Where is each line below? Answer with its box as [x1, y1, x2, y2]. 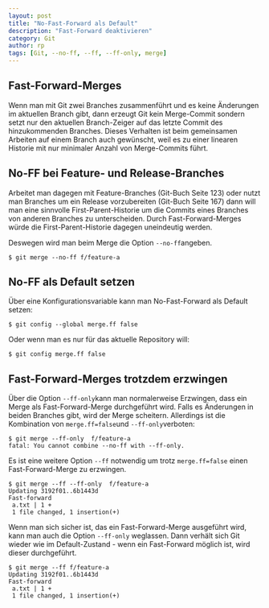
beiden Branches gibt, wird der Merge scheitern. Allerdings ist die [8, 411, 226, 420]
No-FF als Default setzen [8, 275, 135, 289]
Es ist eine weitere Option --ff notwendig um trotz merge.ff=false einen [8, 456, 248, 465]
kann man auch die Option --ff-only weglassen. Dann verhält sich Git [8, 531, 240, 540]
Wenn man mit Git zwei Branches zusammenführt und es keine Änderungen [8, 100, 259, 110]
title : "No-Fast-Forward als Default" [8, 19, 138, 27]
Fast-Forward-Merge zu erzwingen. [8, 465, 127, 474]
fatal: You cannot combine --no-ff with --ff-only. [8, 442, 185, 450]
